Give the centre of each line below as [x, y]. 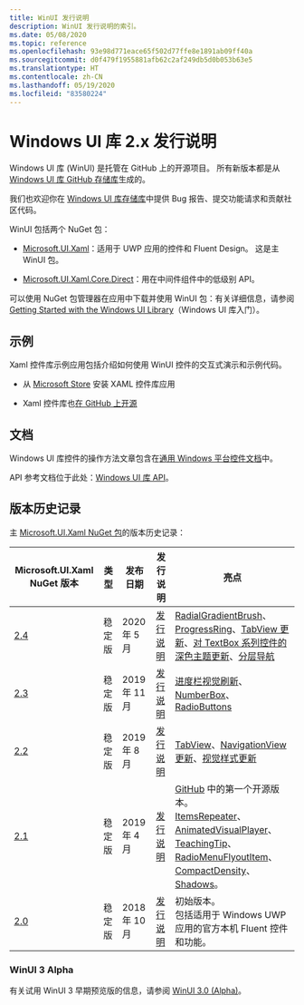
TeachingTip [201, 843]
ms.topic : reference [48, 43]
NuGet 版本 [54, 583]
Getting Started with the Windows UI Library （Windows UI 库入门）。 [137, 310]
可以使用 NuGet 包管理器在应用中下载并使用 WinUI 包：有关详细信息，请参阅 [152, 298]
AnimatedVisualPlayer [222, 829]
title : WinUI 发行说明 [49, 18]
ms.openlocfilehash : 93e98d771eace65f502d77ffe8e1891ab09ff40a [131, 52]
